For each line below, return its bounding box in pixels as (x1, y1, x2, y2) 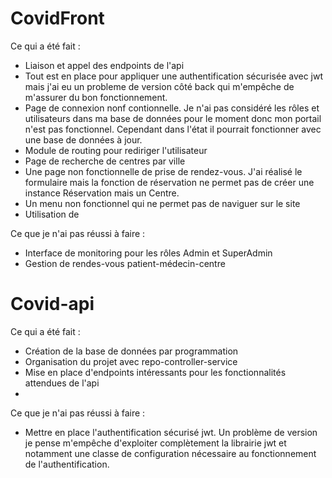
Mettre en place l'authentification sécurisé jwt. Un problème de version (24, 426, 318, 438)
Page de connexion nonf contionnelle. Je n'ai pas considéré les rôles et (24, 102, 320, 114)
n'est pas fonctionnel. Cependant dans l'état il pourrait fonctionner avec (24, 123, 322, 135)
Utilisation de (24, 208, 80, 220)
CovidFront (10, 7, 105, 30)
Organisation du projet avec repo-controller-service (24, 355, 238, 367)
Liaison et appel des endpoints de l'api (24, 59, 185, 71)
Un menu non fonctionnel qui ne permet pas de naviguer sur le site (24, 197, 301, 209)
